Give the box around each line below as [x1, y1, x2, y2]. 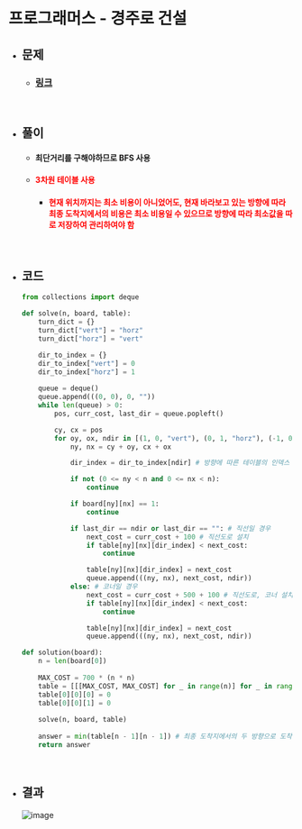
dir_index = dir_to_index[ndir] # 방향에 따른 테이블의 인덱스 [69, 459, 290, 468]
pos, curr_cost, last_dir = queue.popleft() [54, 409, 224, 418]
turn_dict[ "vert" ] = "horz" [38, 326, 143, 335]
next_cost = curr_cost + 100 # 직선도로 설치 [86, 533, 249, 542]
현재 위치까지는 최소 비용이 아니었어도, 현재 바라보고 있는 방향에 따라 [48, 197, 286, 208]
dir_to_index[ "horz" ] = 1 [38, 367, 136, 377]
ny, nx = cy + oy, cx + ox [69, 442, 172, 451]
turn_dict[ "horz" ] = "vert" [38, 334, 143, 343]
